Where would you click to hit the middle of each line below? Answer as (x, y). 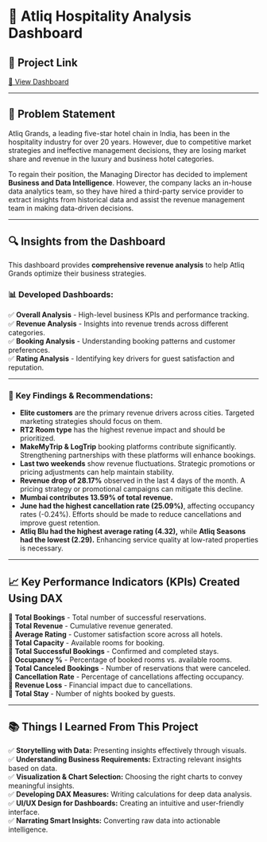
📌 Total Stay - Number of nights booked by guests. (92, 694)
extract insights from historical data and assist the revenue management (126, 199)
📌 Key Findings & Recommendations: (81, 395)
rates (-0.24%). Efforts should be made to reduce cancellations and (130, 515)
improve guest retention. (60, 523)
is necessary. (41, 548)
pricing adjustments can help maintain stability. (97, 472)
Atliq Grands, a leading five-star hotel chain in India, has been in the (119, 133)
